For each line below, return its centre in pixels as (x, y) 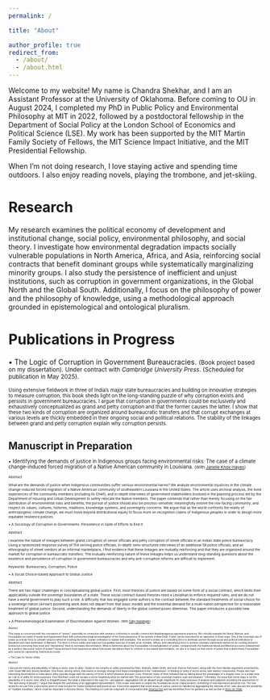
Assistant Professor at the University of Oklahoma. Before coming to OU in (132, 99)
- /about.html (39, 68)
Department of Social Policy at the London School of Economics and (122, 125)
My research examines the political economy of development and (117, 229)
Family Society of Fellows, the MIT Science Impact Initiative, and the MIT (129, 142)
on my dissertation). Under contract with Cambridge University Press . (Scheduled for (126, 369)
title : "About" (34, 30)
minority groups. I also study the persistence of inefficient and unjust (123, 272)
